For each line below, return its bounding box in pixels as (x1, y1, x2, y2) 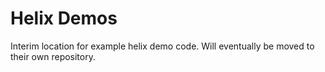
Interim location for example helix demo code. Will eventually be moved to (10, 40, 315, 52)
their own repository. (10, 50, 96, 62)
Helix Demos (10, 7, 118, 30)
